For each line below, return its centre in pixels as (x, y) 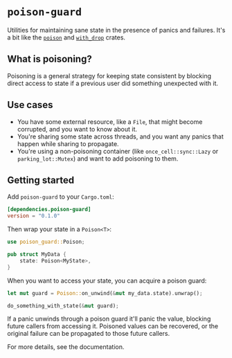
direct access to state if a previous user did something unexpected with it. (113, 83)
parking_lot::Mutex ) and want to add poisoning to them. (98, 159)
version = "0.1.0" (34, 216)
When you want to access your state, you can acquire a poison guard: (107, 280)
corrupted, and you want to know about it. (77, 129)
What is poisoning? (50, 59)
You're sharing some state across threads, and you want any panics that (120, 136)
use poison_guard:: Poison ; (46, 242)
